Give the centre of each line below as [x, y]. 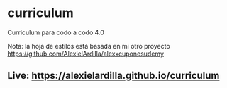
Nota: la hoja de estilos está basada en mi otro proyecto [89, 46]
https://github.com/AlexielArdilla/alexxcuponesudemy [86, 54]
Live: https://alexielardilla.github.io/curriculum [113, 76]
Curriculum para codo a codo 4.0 [56, 32]
